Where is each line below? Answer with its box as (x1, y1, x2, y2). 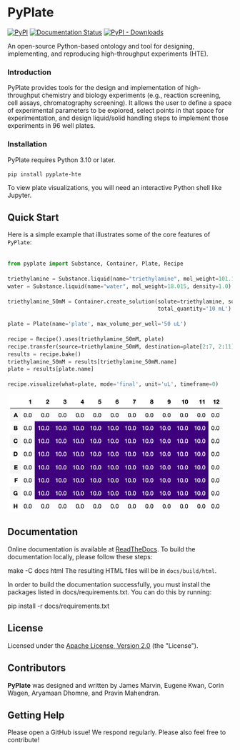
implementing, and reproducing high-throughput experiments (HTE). (7, 49, 209, 58)
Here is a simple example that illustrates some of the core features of (7, 230, 211, 239)
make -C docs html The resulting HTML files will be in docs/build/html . (7, 566, 217, 575)
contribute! (7, 736, 40, 744)
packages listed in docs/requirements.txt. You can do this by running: (7, 587, 212, 596)
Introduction (7, 67, 51, 77)
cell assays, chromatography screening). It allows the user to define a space (7, 99, 232, 107)
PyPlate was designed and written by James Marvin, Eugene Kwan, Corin (7, 681, 224, 689)
